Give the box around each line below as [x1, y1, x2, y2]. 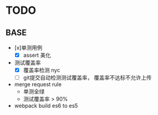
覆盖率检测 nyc [23, 66, 60, 74]
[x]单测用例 [14, 44, 42, 51]
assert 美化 [23, 52, 51, 59]
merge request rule [14, 81, 62, 88]
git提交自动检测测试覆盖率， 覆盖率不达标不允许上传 [23, 74, 152, 81]
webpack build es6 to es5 [14, 102, 78, 110]
